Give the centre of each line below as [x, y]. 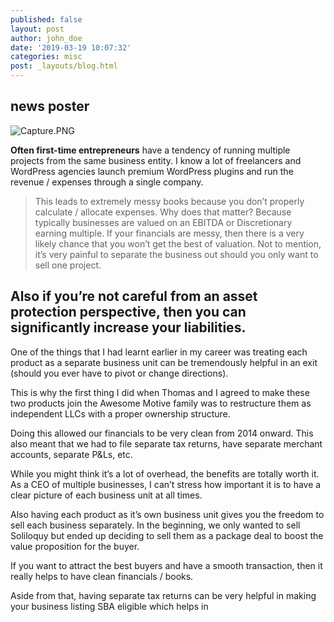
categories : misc [46, 57]
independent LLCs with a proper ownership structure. [120, 413]
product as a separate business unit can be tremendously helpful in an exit [164, 362]
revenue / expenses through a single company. [107, 182]
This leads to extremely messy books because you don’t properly [169, 201]
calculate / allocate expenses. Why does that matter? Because [163, 212]
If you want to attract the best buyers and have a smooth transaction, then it [166, 565]
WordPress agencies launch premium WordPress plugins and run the [152, 171]
